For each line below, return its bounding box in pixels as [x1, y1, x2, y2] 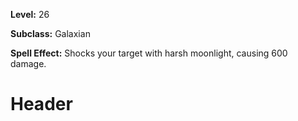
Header [10, 93, 73, 116]
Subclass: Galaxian [10, 28, 91, 39]
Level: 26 [10, 9, 50, 20]
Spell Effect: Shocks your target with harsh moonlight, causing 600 [10, 47, 288, 59]
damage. [10, 58, 47, 69]
